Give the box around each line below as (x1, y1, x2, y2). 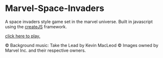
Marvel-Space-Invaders (5, 3, 105, 14)
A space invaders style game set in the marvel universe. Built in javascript (5, 19, 153, 24)
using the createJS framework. (5, 23, 67, 29)
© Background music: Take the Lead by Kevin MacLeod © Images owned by (5, 42, 159, 48)
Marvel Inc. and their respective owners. (5, 47, 86, 53)
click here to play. (5, 33, 40, 39)
